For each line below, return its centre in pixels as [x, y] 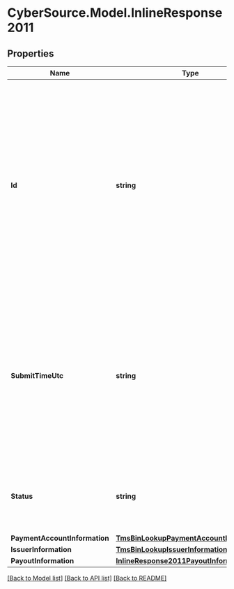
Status [22, 496]
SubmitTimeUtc [37, 376]
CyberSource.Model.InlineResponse [115, 13]
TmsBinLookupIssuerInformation [172, 550]
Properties [31, 53]
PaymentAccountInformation [60, 538]
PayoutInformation [42, 561]
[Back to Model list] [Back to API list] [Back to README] [87, 578]
